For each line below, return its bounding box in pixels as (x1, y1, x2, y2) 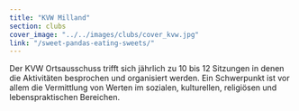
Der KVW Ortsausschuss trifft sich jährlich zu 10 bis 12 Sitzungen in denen (9, 63, 285, 74)
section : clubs (9, 22, 67, 31)
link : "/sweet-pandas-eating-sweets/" (9, 38, 155, 48)
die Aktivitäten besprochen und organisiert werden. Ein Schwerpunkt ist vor (9, 73, 290, 84)
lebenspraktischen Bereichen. (9, 92, 120, 103)
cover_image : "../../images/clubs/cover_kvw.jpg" (9, 30, 200, 39)
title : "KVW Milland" (9, 13, 91, 23)
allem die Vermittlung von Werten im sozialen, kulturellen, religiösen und (9, 82, 277, 93)
